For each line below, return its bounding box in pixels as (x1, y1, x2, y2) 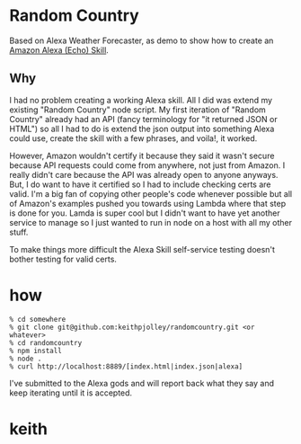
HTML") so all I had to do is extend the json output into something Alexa (9, 123, 275, 134)
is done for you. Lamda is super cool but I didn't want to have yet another (9, 208, 280, 218)
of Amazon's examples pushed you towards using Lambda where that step (9, 198, 286, 209)
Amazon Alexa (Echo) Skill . (9, 44, 110, 55)
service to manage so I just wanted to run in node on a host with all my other (9, 217, 293, 227)
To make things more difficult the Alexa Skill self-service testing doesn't (9, 244, 276, 254)
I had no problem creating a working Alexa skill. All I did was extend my (9, 94, 272, 105)
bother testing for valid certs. (9, 253, 117, 264)
